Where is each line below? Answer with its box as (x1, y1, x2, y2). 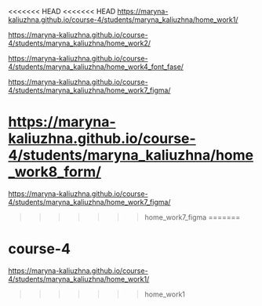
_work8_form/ (8, 163, 102, 181)
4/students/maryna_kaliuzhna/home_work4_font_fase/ (8, 62, 184, 71)
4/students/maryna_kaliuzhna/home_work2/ (8, 38, 151, 48)
